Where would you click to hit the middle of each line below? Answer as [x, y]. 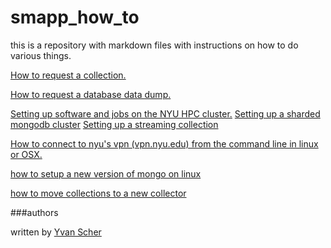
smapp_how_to [75, 17]
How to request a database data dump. [91, 94]
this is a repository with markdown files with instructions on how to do [154, 45]
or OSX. [26, 154]
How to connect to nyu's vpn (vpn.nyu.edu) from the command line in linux [164, 143]
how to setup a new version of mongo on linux [106, 173]
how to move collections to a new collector [98, 193]
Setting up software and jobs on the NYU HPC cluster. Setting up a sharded [165, 113]
